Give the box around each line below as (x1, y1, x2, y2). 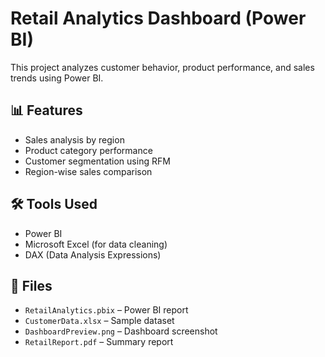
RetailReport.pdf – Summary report (24, 336, 174, 348)
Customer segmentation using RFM (24, 155, 171, 167)
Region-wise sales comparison (24, 165, 153, 177)
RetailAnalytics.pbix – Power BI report (24, 304, 189, 316)
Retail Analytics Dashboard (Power (10, 7, 307, 30)
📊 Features (10, 102, 83, 119)
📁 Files (10, 277, 53, 294)
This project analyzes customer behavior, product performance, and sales (10, 61, 315, 73)
